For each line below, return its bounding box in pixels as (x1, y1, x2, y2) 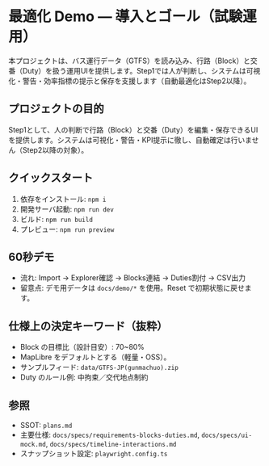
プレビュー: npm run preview (19, 224, 115, 234)
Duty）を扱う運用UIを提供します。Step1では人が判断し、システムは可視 (22, 65, 261, 75)
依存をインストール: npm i (19, 194, 107, 204)
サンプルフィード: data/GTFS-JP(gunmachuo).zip (19, 363, 179, 372)
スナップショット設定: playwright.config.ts (19, 449, 168, 458)
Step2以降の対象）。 (22, 145, 89, 154)
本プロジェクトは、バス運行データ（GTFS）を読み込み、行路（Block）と (8, 56, 250, 65)
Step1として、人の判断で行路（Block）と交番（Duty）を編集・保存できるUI (8, 124, 258, 134)
